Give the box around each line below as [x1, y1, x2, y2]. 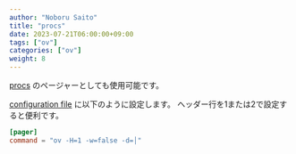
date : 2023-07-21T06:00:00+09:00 [9, 29, 134, 38]
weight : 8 [9, 54, 47, 63]
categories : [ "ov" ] [9, 46, 82, 55]
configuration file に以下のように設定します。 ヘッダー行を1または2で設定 [9, 99, 280, 109]
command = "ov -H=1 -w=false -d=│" [9, 135, 142, 145]
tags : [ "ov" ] [9, 37, 58, 47]
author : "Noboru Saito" [9, 12, 98, 22]
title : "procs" [9, 21, 66, 30]
